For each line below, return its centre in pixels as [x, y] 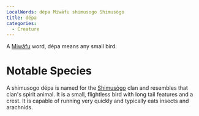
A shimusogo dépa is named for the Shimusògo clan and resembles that [97, 88]
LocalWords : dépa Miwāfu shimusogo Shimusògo [65, 12]
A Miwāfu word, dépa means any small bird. [62, 46]
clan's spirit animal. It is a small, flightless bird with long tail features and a [100, 95]
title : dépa [21, 18]
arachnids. [20, 107]
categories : [21, 23]
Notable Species [49, 71]
